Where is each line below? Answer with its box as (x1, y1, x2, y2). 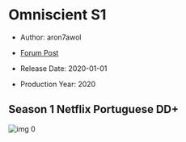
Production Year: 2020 (19, 79, 96, 89)
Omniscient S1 (8, 6, 107, 24)
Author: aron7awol (19, 32, 82, 42)
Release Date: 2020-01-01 (19, 63, 108, 73)
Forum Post (19, 48, 59, 57)
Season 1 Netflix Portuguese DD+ (8, 102, 180, 116)
